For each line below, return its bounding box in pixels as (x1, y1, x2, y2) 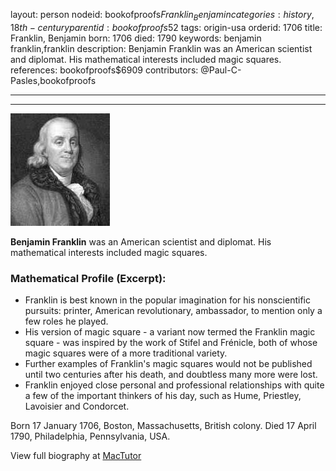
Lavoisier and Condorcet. (24, 400, 130, 413)
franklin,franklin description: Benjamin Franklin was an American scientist (10, 42, 313, 54)
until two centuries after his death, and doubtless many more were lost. (24, 369, 318, 381)
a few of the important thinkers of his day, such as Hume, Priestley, (24, 390, 302, 402)
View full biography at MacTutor (10, 450, 142, 462)
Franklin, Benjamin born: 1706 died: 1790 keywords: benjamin (10, 32, 262, 44)
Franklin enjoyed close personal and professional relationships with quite (24, 379, 325, 391)
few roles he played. (24, 315, 109, 328)
